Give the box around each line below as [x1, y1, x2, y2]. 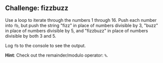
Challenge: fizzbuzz [5, 4, 69, 12]
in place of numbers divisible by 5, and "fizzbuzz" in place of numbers [5, 27, 148, 34]
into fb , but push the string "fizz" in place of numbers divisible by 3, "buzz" [5, 22, 159, 28]
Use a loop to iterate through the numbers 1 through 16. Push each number [5, 17, 157, 23]
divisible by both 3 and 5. [5, 33, 57, 39]
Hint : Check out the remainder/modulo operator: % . [5, 52, 108, 58]
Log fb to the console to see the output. [5, 42, 86, 49]
